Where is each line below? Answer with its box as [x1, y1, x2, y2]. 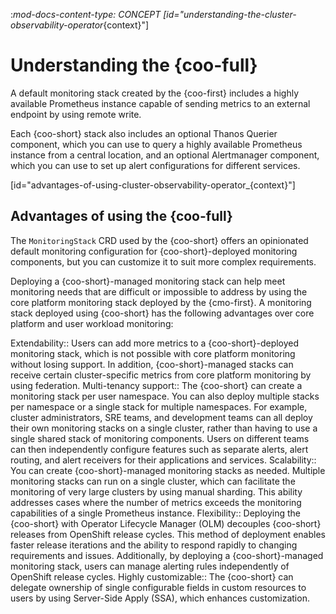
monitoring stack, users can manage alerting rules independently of [10, 560, 290, 572]
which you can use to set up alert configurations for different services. [10, 159, 301, 171]
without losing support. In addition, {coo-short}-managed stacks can [10, 358, 294, 370]
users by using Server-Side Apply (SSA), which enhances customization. [10, 592, 310, 604]
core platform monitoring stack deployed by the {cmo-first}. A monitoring [10, 296, 312, 308]
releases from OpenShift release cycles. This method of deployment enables [10, 528, 326, 540]
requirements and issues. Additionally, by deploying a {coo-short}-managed [10, 549, 324, 561]
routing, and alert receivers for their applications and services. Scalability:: [10, 454, 317, 466]
